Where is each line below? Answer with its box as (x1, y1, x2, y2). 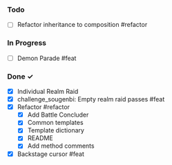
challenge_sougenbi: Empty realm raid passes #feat (17, 95, 165, 104)
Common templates (27, 119, 84, 127)
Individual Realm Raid (17, 88, 79, 96)
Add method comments (27, 142, 95, 150)
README (27, 134, 53, 142)
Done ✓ (7, 71, 34, 81)
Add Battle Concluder (27, 110, 89, 119)
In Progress (7, 38, 47, 48)
